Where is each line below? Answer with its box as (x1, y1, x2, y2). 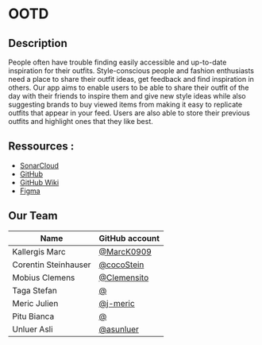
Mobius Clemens (12, 272, 75, 283)
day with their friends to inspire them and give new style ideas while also (8, 91, 246, 100)
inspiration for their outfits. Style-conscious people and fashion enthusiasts (8, 66, 254, 76)
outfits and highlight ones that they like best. (8, 117, 153, 126)
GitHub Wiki (19, 177, 60, 187)
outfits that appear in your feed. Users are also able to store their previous (8, 108, 250, 118)
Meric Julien (12, 297, 59, 308)
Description (8, 37, 67, 50)
